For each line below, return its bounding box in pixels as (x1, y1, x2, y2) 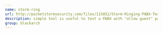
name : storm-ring (5, 7, 40, 12)
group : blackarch (5, 20, 40, 26)
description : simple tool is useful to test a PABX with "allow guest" (5, 16, 153, 21)
